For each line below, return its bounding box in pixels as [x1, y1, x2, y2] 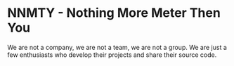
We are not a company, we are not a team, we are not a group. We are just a [7, 43, 227, 51]
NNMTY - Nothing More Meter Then [7, 5, 221, 21]
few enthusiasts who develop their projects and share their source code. [7, 51, 217, 59]
